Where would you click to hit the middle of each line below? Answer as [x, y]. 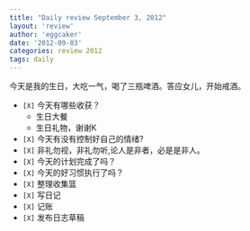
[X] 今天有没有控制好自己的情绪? [83, 139]
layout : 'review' [42, 26]
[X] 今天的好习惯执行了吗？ [73, 173]
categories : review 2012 [56, 51]
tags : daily [31, 59]
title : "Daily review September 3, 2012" [88, 18]
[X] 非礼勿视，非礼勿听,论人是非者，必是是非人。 [113, 150]
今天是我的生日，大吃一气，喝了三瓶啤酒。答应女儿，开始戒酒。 [127, 86]
